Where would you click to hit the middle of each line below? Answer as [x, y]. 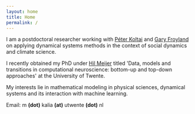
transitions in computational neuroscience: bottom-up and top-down [89, 70]
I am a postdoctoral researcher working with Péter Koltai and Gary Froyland [97, 40]
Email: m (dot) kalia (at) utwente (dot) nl [55, 105]
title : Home [21, 17]
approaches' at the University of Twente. [56, 76]
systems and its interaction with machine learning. [67, 94]
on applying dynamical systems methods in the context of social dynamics [97, 45]
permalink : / [22, 22]
